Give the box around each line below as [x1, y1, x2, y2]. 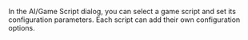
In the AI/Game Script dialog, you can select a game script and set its [8, 7, 236, 16]
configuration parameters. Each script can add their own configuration [8, 15, 241, 24]
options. [8, 24, 36, 32]
